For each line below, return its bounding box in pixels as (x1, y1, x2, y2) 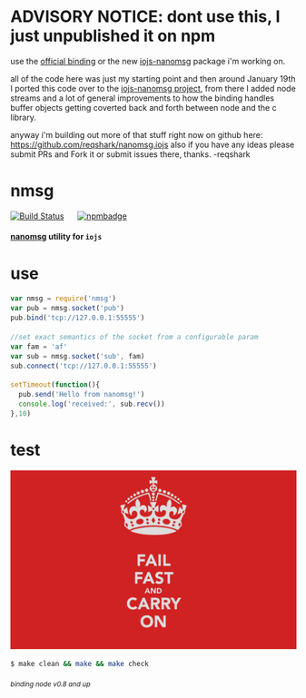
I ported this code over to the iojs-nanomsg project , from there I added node (10, 83, 296, 93)
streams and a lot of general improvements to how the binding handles (10, 93, 275, 103)
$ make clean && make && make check (10, 659, 149, 668)
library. (10, 112, 37, 123)
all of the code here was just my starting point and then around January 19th (10, 73, 296, 84)
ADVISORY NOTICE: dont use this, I (10, 6, 281, 27)
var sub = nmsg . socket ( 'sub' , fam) (10, 351, 145, 360)
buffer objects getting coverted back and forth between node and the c (10, 102, 277, 113)
